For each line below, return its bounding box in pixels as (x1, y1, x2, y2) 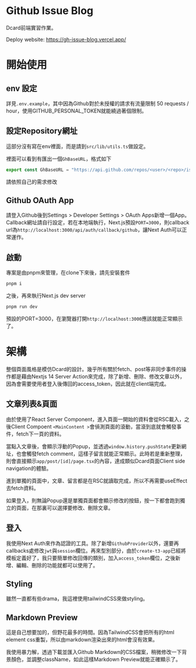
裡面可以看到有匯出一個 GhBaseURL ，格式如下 (6, 155, 112, 162)
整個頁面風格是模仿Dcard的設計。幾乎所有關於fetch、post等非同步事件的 (6, 365, 182, 372)
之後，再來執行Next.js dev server (6, 292, 86, 299)
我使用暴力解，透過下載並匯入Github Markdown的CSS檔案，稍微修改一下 (6, 649, 182, 656)
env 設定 (6, 83, 37, 93)
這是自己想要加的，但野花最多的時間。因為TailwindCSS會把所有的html (6, 629, 175, 636)
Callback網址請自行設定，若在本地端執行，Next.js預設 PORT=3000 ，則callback (6, 219, 190, 226)
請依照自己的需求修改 (6, 178, 57, 185)
